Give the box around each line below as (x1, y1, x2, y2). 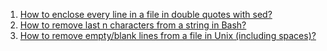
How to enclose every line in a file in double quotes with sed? (19, 9, 273, 20)
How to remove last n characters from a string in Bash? (19, 19, 247, 31)
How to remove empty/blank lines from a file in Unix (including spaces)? (19, 30, 317, 41)
